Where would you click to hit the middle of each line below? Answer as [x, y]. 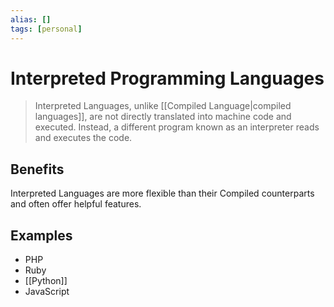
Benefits [37, 169]
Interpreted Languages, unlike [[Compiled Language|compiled [163, 106]
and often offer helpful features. [76, 204]
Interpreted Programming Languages [167, 78]
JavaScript [47, 292]
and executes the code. [83, 138]
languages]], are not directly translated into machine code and [163, 117]
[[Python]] [46, 281]
